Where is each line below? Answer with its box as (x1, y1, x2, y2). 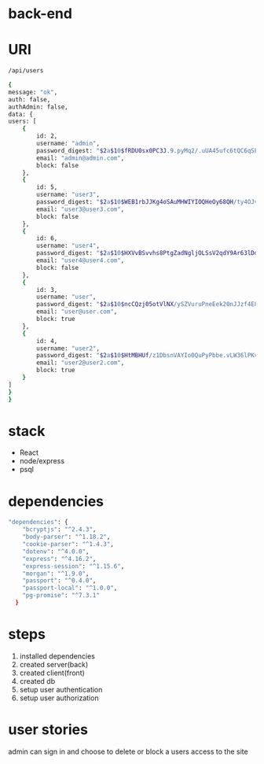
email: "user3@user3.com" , (36, 205, 125, 213)
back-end (8, 5, 73, 23)
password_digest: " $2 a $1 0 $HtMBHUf (36, 352, 149, 360)
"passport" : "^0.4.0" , (22, 577, 97, 585)
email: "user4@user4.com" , (36, 257, 125, 264)
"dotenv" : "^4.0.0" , (22, 548, 90, 555)
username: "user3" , (36, 190, 101, 199)
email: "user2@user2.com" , (36, 359, 125, 367)
